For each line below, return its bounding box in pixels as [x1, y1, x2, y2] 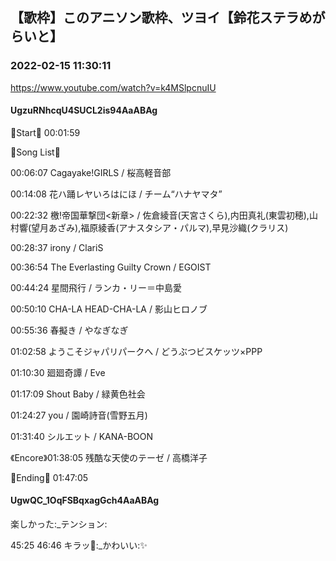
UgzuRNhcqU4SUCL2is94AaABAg [10, 104, 158, 117]
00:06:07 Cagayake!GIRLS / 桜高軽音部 [10, 166, 172, 178]
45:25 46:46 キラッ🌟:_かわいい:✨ [10, 539, 148, 552]
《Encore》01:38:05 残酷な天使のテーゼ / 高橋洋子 [10, 451, 208, 463]
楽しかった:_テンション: [10, 518, 108, 530]
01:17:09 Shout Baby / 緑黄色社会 [10, 388, 146, 400]
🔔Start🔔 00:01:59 [10, 126, 81, 138]
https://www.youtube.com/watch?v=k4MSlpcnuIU [10, 81, 217, 93]
